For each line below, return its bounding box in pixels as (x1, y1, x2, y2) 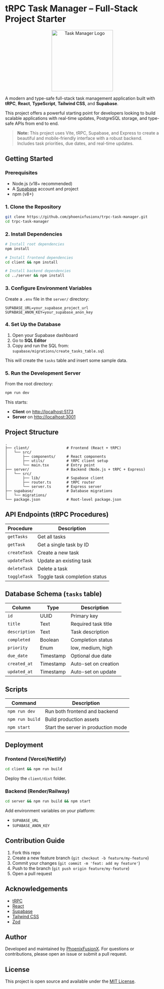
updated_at (7, 669, 33, 675)
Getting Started (5, 155, 53, 163)
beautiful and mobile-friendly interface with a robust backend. (17, 135, 143, 141)
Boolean (40, 636, 59, 643)
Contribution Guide (5, 837, 65, 845)
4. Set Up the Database (5, 321, 61, 328)
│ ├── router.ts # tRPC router (5, 480, 95, 485)
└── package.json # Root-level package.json (5, 497, 121, 502)
